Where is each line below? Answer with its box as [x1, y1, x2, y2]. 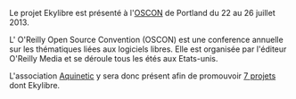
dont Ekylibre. [9, 80, 61, 90]
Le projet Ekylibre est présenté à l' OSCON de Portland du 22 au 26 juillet [9, 8, 275, 18]
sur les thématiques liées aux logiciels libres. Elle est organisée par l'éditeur [9, 44, 287, 54]
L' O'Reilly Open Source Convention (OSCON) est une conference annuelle [9, 35, 284, 45]
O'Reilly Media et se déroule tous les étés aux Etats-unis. [9, 54, 218, 63]
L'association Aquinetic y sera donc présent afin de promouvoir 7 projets [9, 70, 276, 81]
